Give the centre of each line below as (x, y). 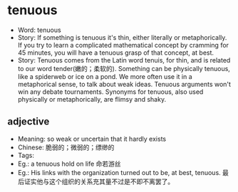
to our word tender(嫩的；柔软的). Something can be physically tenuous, (124, 68)
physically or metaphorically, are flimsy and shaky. (92, 99)
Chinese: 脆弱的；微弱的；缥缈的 (66, 147)
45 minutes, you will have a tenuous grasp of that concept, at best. (116, 53)
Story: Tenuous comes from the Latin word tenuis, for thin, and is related (124, 60)
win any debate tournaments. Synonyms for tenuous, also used (110, 92)
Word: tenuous (40, 30)
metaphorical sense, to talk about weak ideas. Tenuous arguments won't (124, 84)
